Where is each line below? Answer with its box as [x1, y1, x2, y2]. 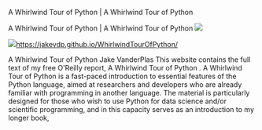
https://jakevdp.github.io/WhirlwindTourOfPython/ [16, 40, 179, 49]
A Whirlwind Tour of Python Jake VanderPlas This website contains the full [8, 55, 251, 64]
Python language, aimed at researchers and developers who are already [8, 80, 242, 89]
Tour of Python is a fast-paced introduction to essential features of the [8, 71, 237, 81]
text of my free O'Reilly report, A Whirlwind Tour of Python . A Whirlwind [8, 63, 242, 72]
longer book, [8, 114, 50, 122]
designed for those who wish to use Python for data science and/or [8, 96, 227, 106]
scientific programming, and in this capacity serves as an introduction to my [8, 105, 254, 114]
